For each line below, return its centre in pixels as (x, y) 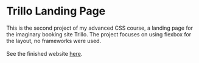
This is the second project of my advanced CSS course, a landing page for (100, 28)
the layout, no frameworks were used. (54, 41)
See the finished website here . (44, 53)
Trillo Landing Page (56, 11)
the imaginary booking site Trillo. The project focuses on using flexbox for (99, 34)
